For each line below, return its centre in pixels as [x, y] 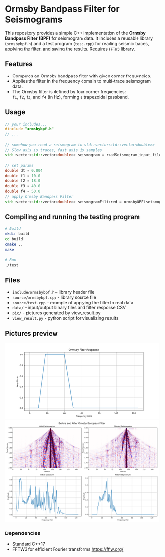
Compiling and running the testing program [73, 217]
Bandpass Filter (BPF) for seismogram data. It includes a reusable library [79, 38]
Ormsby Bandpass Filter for [62, 9]
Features [19, 64]
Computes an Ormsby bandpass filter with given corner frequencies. [82, 76]
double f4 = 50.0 [23, 191]
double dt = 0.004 [24, 171]
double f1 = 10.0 [23, 176]
